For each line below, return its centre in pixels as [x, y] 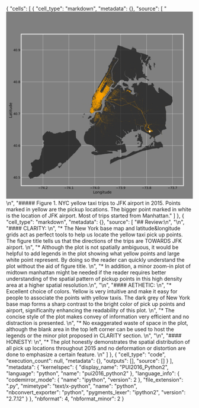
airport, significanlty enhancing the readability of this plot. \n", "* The [90, 310]
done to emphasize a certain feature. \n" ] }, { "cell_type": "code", [86, 355]
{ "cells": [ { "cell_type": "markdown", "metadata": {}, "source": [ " [86, 9]
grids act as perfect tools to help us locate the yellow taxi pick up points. [94, 235]
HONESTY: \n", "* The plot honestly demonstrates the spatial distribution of [98, 342]
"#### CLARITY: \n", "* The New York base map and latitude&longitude [93, 228]
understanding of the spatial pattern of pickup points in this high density [94, 279]
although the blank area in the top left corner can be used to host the [90, 329]
